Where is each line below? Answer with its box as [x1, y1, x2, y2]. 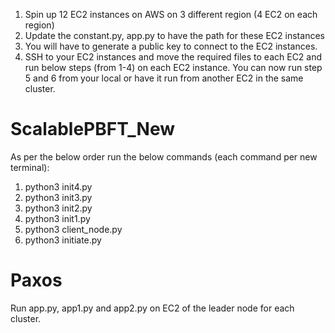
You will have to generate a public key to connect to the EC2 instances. [24, 40, 318, 52]
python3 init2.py [24, 202, 93, 214]
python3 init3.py [24, 191, 93, 203]
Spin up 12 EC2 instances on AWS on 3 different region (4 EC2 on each [24, 9, 318, 20]
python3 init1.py [24, 212, 91, 224]
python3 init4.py [24, 180, 93, 193]
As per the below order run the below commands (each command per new [10, 150, 318, 163]
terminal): [10, 161, 50, 173]
